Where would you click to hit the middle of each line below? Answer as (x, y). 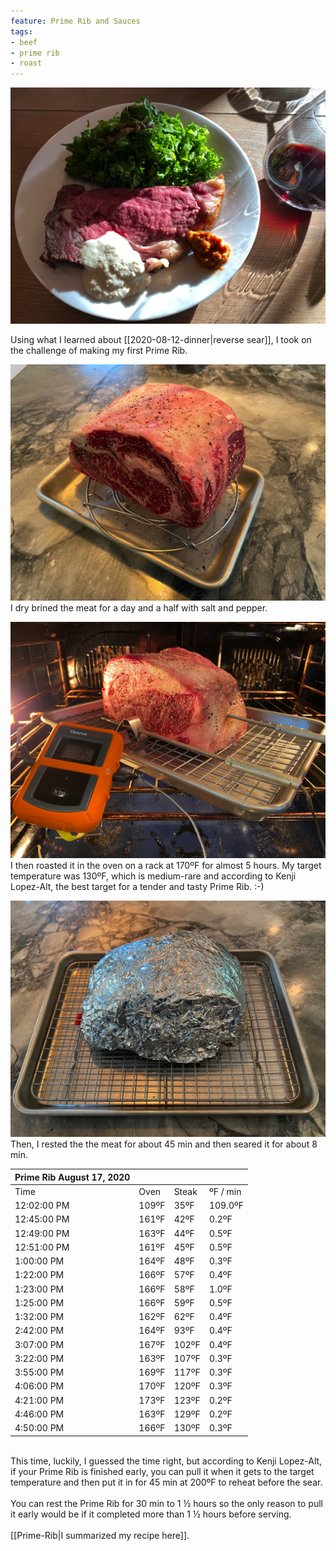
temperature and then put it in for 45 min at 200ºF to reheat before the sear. (166, 1482)
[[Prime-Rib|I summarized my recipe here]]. (100, 1535)
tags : (21, 31)
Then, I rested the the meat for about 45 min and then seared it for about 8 (164, 1144)
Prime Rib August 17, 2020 (72, 1177)
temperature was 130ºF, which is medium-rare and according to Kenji (153, 876)
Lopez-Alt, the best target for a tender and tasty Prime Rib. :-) (137, 887)
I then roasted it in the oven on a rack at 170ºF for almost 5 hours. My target (166, 866)
